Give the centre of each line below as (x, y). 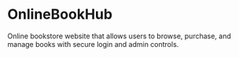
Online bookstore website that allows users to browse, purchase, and (119, 36)
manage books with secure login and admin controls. (93, 44)
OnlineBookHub (60, 14)
